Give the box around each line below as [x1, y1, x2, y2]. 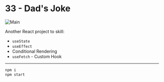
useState [12, 39, 30, 44]
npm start [5, 72, 25, 77]
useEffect [12, 44, 33, 49]
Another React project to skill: [5, 28, 65, 34]
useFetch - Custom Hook [12, 53, 62, 59]
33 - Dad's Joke [5, 3, 71, 14]
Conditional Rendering [12, 48, 58, 54]
